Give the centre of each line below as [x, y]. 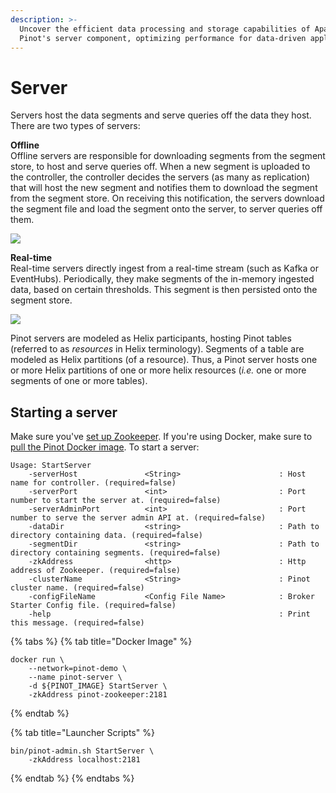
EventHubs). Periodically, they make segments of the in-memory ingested [162, 279]
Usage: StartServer [51, 466]
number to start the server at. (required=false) [116, 501]
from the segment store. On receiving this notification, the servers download [167, 198]
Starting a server [64, 412]
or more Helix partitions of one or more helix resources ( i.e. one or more [158, 370]
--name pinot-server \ [75, 677]
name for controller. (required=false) [93, 483]
